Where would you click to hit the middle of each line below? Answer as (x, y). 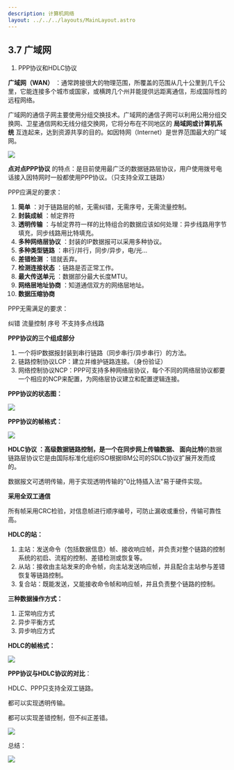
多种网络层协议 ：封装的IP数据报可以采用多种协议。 (92, 242)
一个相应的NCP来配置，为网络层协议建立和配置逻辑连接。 (100, 379)
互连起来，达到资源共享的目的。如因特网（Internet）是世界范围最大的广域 (121, 132)
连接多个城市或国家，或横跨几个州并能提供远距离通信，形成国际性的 (129, 92)
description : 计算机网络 (41, 14)
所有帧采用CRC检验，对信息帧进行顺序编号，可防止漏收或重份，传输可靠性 (115, 511)
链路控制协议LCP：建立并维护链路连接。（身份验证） (92, 361)
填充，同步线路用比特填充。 (58, 233)
